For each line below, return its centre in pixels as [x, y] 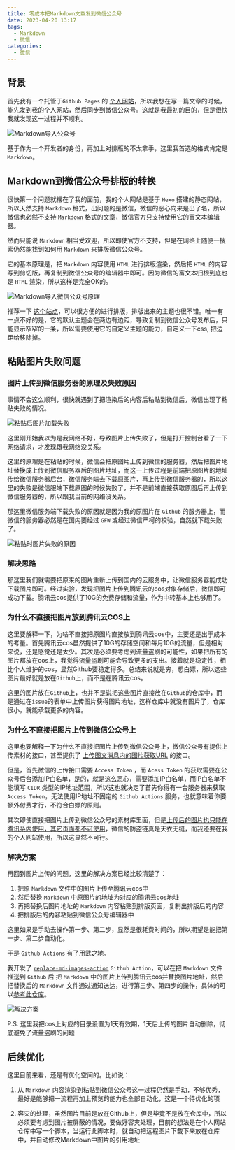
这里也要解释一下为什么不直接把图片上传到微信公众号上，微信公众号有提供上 [117, 747]
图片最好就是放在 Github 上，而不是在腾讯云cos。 [77, 677]
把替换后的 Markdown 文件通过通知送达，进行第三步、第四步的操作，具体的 [114, 986]
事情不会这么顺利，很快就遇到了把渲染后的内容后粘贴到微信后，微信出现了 [114, 400]
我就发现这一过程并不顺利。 [47, 118]
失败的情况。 [31, 408]
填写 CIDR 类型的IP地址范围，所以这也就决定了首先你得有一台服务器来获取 [119, 788]
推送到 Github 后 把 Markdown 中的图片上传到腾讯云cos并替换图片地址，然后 [115, 977]
